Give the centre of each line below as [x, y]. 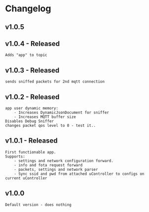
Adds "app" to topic [26, 55]
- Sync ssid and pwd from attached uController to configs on [79, 174]
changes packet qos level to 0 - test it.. [51, 126]
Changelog [28, 9]
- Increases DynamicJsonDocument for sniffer [62, 113]
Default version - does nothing [38, 205]
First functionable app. [31, 152]
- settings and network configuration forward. [64, 161]
